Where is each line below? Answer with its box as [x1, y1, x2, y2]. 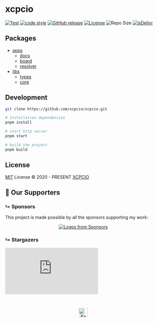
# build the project [5, 142, 48, 147]
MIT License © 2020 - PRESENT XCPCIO [5, 174, 89, 180]
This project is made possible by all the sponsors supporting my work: [5, 215, 149, 220]
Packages [5, 34, 36, 43]
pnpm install [5, 120, 32, 125]
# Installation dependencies [5, 115, 65, 120]
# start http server [5, 129, 48, 134]
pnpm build [5, 147, 28, 152]
